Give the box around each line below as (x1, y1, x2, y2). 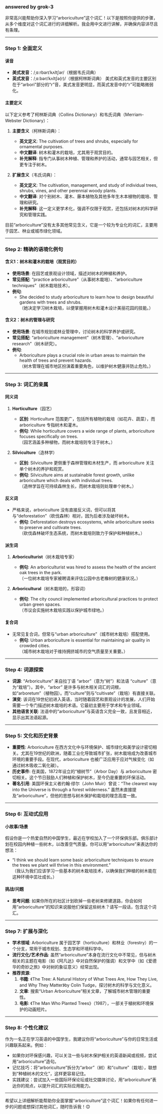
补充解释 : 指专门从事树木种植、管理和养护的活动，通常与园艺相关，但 (19, 155, 158, 161)
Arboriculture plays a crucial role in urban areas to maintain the (19, 352, 146, 358)
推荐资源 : (12, 970, 31, 976)
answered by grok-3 (5, 3, 54, 10)
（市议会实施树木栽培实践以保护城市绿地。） (19, 607, 107, 613)
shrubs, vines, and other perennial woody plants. (19, 188, 117, 194)
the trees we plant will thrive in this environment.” (12, 862, 111, 868)
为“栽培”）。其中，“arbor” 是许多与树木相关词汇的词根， (12, 684, 124, 690)
